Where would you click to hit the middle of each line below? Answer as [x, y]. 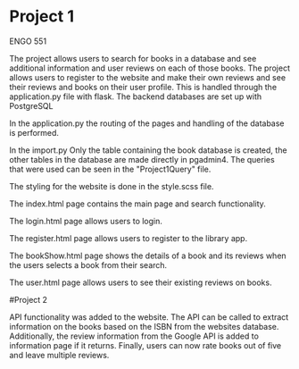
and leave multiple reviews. [59, 355]
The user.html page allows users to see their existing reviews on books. [141, 282]
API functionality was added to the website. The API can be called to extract [149, 317]
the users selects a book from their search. [88, 264]
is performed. [34, 132]
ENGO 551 [28, 41]
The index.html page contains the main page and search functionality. [137, 204]
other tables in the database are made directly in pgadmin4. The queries [142, 159]
